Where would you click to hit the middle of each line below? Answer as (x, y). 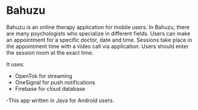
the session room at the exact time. (50, 52)
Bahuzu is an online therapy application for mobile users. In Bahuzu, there (98, 27)
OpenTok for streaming (43, 76)
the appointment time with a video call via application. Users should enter (97, 46)
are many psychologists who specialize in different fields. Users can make (98, 33)
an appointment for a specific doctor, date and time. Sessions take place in (99, 40)
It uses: (15, 64)
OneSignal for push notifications (55, 82)
